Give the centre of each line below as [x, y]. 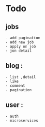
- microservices [22, 121]
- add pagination [23, 38]
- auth [12, 116]
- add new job [20, 42]
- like [12, 81]
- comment [15, 86]
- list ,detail [21, 77]
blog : [14, 66]
